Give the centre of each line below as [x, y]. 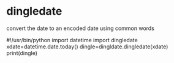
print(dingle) [22, 53]
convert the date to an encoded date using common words [81, 28]
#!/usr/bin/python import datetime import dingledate [72, 40]
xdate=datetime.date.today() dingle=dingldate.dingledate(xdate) [87, 46]
